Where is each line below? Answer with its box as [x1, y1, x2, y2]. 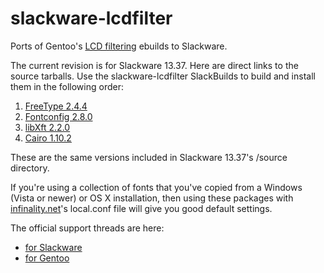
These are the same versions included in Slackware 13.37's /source [10, 151, 288, 163]
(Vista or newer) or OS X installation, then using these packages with [10, 192, 294, 204]
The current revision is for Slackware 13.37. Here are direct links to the [10, 59, 299, 71]
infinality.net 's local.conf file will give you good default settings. [10, 202, 273, 214]
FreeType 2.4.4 [24, 100, 88, 112]
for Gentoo [24, 252, 70, 264]
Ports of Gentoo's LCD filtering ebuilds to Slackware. [10, 40, 228, 52]
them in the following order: [10, 80, 124, 92]
